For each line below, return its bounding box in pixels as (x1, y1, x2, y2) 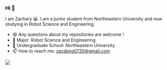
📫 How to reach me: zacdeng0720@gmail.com (12, 48, 111, 54)
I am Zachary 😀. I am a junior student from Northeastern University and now (5, 16, 163, 22)
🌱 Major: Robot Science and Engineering (12, 37, 96, 43)
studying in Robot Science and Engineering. (5, 21, 95, 27)
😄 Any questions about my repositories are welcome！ (12, 31, 126, 37)
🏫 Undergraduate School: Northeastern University (12, 42, 115, 48)
